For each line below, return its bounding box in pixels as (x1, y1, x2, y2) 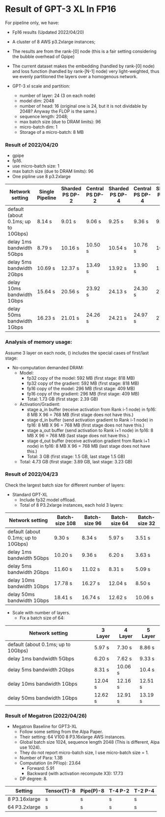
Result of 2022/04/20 (5, 141, 58, 148)
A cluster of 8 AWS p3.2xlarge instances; (12, 38, 96, 45)
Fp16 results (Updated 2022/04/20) (12, 29, 84, 35)
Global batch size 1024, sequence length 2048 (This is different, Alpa (19, 739, 160, 745)
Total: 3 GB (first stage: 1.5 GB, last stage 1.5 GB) (27, 454, 125, 459)
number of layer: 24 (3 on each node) (19, 92, 96, 98)
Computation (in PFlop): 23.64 (19, 760, 81, 766)
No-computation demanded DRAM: (12, 364, 84, 370)
